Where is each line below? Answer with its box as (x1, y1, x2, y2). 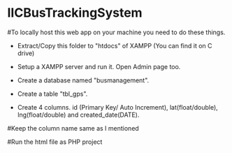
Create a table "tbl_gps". (17, 89, 88, 98)
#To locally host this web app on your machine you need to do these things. (7, 28, 226, 36)
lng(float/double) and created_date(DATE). (17, 110, 140, 119)
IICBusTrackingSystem (7, 5, 143, 21)
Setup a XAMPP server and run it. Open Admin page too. (17, 62, 181, 71)
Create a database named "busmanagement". (17, 75, 150, 85)
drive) (17, 49, 35, 57)
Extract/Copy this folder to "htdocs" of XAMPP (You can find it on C (17, 41, 212, 50)
